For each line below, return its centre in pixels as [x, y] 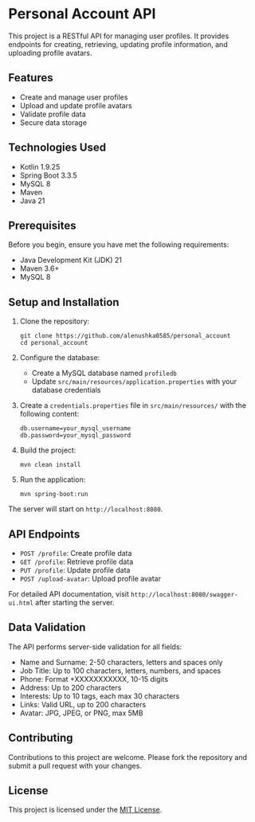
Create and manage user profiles [74, 97]
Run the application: [53, 479]
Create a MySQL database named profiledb [104, 373]
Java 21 [32, 201]
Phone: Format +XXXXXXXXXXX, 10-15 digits [94, 679]
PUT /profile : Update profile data [75, 570]
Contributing [41, 738]
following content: [49, 414]
